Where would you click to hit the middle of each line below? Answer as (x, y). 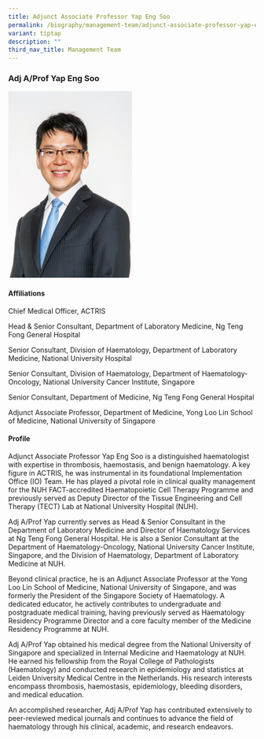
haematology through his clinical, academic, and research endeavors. (121, 726)
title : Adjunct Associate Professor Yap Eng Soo (89, 17)
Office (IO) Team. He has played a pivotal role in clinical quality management (132, 481)
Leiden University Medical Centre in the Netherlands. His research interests (130, 678)
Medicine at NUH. (37, 563)
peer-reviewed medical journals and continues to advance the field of (121, 718)
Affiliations (27, 293)
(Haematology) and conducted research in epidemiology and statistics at (126, 669)
